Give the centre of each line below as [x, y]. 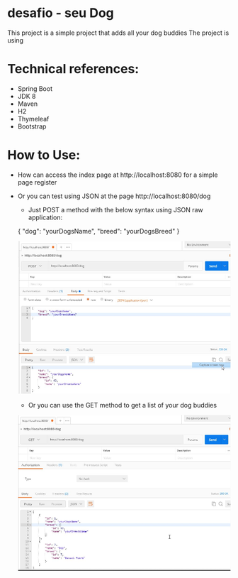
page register [37, 182]
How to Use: [44, 155]
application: [45, 217]
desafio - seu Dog [61, 13]
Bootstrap [32, 126]
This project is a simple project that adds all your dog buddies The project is [118, 33]
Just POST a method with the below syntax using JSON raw [115, 209]
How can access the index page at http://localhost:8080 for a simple [118, 175]
